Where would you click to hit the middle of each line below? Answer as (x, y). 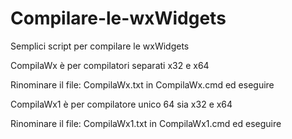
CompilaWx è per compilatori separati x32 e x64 (110, 65)
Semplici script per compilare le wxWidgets (100, 46)
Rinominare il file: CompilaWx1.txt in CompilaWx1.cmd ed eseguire (146, 123)
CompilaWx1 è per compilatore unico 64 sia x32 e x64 (121, 104)
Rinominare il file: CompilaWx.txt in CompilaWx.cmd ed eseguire (142, 84)
